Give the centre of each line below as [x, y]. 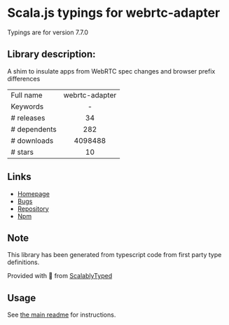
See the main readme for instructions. [62, 315]
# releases [28, 118]
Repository [33, 209]
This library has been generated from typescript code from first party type [114, 255]
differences [24, 78]
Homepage [34, 193]
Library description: [51, 54]
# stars [22, 152]
